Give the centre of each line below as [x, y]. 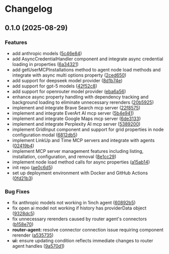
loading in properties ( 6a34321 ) [45, 64]
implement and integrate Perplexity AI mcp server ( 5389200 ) [76, 124]
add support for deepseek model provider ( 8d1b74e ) [67, 80]
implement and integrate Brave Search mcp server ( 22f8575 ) [76, 107]
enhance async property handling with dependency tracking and [80, 97]
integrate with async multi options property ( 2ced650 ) [69, 75]
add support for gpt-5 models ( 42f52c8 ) [55, 86]
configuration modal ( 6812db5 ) [45, 135]
